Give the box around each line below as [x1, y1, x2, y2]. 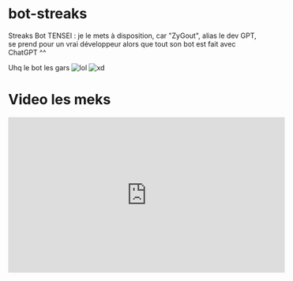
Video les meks [8, 91, 111, 109]
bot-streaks [8, 5, 88, 23]
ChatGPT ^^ [8, 47, 47, 57]
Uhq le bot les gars [8, 62, 70, 72]
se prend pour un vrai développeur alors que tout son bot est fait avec [8, 39, 236, 48]
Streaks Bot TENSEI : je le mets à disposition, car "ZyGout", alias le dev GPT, [8, 31, 257, 40]
